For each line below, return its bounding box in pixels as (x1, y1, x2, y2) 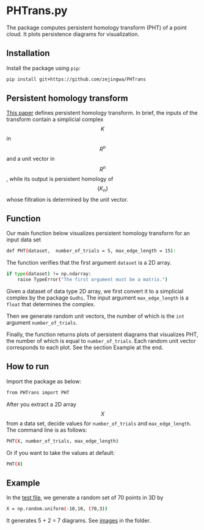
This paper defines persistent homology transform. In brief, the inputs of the (6, 109, 198, 117)
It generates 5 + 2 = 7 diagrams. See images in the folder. (6, 517, 151, 524)
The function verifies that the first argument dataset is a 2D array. (6, 259, 172, 267)
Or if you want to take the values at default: (6, 449, 115, 456)
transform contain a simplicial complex (6, 116, 104, 123)
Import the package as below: (6, 377, 81, 385)
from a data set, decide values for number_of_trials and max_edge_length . (6, 419, 192, 427)
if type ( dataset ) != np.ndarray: (6, 271, 92, 277)
